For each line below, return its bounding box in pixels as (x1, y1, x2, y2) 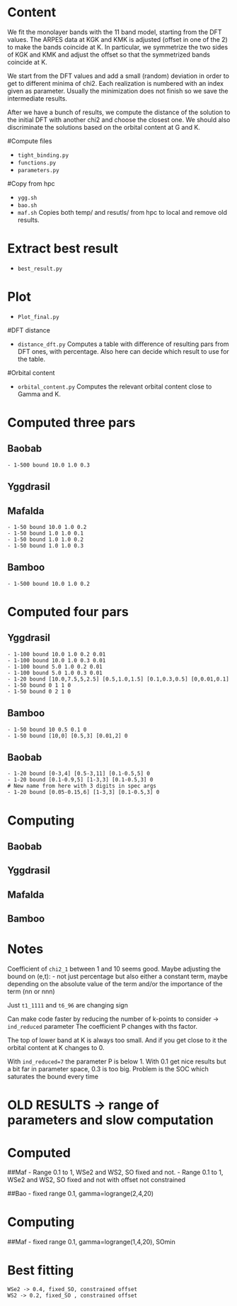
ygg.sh (17, 194, 37, 201)
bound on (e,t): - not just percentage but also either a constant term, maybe (7, 972, 229, 981)
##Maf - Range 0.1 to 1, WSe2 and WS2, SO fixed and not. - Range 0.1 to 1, (7, 1168, 224, 1177)
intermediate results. (7, 94, 67, 103)
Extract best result (7, 240, 119, 257)
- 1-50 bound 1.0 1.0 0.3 (7, 542, 83, 549)
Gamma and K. (17, 389, 62, 398)
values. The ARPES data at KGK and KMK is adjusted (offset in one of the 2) (7, 35, 228, 43)
